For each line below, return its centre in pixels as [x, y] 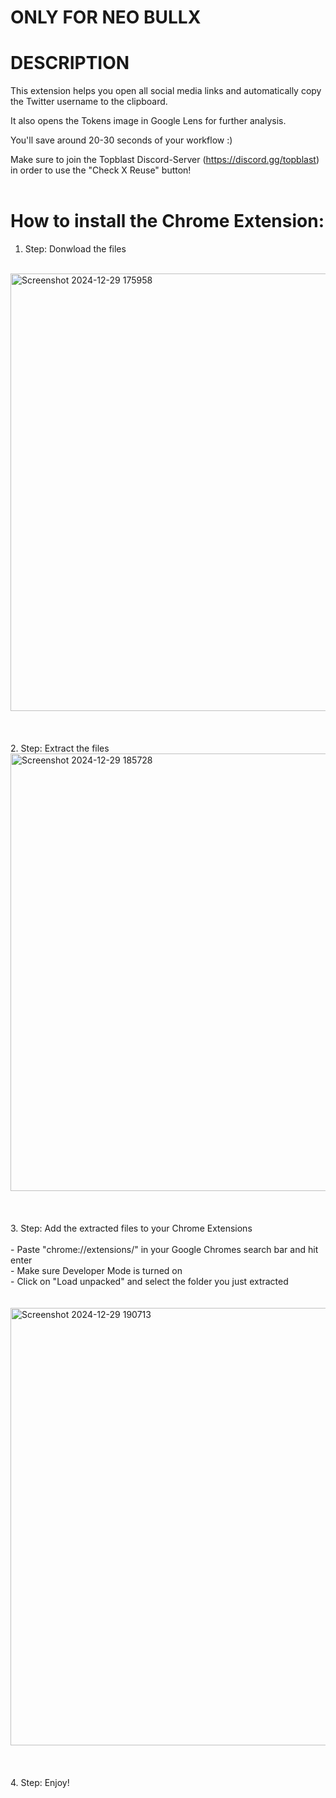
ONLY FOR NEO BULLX [106, 17]
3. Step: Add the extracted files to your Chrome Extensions [131, 1228]
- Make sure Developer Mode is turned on [96, 1271]
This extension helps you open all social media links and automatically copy [166, 91]
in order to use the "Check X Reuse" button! [101, 170]
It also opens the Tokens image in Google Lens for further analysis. [148, 121]
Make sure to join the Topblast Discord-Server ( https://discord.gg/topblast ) [165, 160]
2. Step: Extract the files [60, 748]
